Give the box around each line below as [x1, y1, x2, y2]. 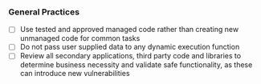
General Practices [8, 6, 80, 18]
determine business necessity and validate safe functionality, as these [19, 60, 253, 70]
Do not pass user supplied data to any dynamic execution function [19, 42, 240, 52]
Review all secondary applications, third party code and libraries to [19, 51, 242, 61]
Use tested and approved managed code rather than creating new [19, 25, 239, 34]
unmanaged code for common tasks [19, 34, 141, 43]
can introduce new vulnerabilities [19, 69, 130, 78]
